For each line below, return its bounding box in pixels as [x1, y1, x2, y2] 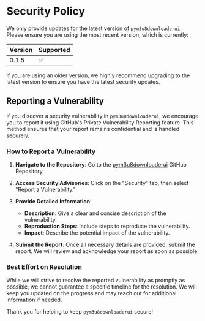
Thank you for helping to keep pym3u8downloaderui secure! [6, 308, 154, 315]
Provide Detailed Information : [15, 198, 92, 205]
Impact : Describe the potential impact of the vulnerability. [24, 229, 170, 236]
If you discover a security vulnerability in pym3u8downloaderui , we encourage [6, 112, 199, 119]
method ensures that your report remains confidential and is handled [6, 125, 179, 132]
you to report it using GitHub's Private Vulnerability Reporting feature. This [6, 118, 194, 126]
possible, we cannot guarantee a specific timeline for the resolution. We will [6, 283, 197, 290]
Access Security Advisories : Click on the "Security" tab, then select [15, 179, 189, 187]
